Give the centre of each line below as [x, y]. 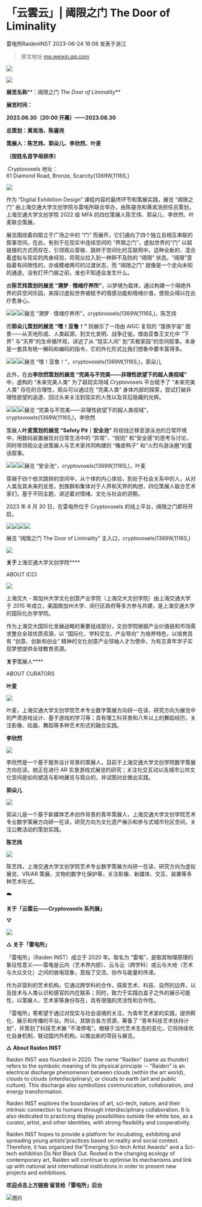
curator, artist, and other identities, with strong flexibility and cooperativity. [99, 1122]
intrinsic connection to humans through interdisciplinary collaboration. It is [98, 1109]
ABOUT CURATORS [31, 674]
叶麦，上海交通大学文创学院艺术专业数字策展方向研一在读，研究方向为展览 [98, 710]
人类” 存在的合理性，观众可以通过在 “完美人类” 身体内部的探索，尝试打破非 [99, 389]
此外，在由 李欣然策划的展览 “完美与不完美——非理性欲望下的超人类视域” [97, 374]
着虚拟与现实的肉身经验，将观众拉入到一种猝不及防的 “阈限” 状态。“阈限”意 [99, 257]
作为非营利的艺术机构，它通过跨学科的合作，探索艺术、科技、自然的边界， [98, 985]
